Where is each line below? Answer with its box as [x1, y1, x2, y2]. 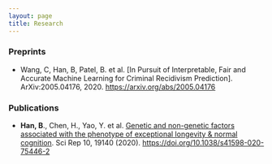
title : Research [8, 19, 63, 28]
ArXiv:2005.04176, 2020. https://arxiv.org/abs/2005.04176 [19, 82, 216, 92]
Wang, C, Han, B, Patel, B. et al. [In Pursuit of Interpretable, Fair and [19, 64, 246, 74]
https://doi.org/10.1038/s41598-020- [141, 138, 265, 148]
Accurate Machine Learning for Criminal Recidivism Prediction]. [19, 73, 233, 83]
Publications [8, 102, 59, 114]
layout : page [8, 11, 53, 20]
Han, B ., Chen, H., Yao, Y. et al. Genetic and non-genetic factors [19, 121, 235, 131]
